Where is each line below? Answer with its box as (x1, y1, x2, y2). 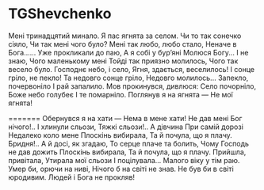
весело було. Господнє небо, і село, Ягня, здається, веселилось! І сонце (8, 64, 255, 74)
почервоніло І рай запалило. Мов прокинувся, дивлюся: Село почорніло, (8, 81, 256, 91)
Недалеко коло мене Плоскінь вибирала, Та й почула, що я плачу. (8, 130, 232, 139)
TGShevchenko (8, 5, 112, 23)
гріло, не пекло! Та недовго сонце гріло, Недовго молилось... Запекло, (8, 73, 249, 82)
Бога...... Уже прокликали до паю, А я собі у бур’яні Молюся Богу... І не (8, 47, 249, 57)
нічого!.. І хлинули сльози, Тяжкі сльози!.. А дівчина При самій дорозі (8, 122, 244, 131)
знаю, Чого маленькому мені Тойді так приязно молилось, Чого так (8, 56, 239, 66)
